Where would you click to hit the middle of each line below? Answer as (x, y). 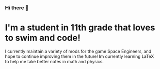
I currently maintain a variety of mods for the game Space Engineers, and (78, 51)
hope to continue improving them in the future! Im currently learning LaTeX (80, 56)
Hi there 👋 (17, 8)
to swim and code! (43, 38)
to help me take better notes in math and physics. (55, 61)
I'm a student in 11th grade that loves (80, 28)
